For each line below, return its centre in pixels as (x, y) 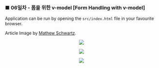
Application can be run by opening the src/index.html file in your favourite (79, 18)
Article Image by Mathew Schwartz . (41, 33)
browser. (14, 24)
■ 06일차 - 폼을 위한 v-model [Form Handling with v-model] (75, 7)
